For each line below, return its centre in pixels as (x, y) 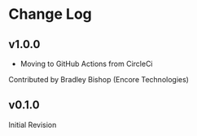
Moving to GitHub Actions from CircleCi (86, 64)
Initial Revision (33, 125)
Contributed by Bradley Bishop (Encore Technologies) (99, 79)
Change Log (50, 14)
